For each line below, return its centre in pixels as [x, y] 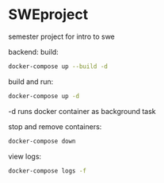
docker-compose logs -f [48, 171]
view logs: [25, 156]
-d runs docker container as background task [82, 111]
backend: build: [34, 51]
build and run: [31, 82]
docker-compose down [42, 141]
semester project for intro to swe [61, 36]
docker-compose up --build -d [58, 66]
